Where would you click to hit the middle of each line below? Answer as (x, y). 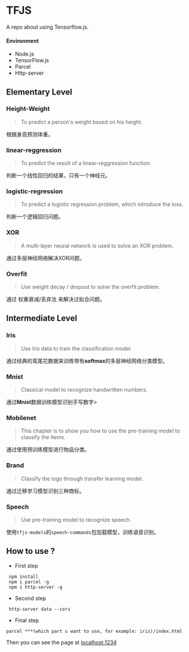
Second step (30, 598)
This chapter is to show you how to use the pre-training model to (100, 431)
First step (27, 565)
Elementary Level (39, 92)
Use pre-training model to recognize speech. (76, 520)
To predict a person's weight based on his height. (82, 122)
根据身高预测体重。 (30, 134)
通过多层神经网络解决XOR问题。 (46, 258)
